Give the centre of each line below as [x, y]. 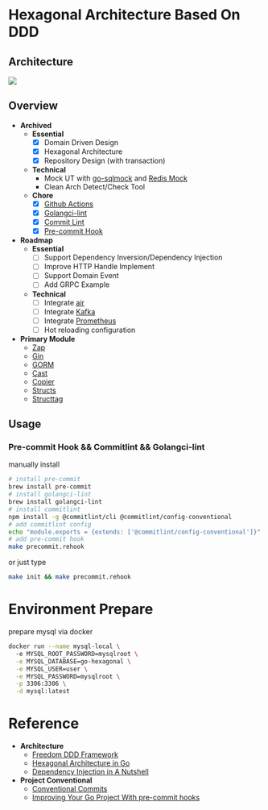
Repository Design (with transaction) [105, 160]
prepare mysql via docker [51, 631]
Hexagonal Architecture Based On [124, 15]
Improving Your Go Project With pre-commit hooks [116, 798]
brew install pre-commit [50, 487]
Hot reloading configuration [90, 330]
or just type [27, 563]
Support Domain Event [81, 276]
